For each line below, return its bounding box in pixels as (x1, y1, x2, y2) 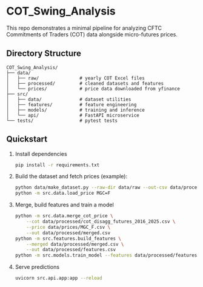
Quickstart (6, 134, 48, 144)
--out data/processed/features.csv (26, 247, 116, 253)
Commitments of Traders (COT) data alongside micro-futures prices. (6, 30, 178, 38)
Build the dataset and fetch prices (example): (15, 173, 128, 180)
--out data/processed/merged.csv (26, 229, 111, 236)
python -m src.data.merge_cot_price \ (15, 213, 113, 219)
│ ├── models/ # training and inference (6, 107, 145, 113)
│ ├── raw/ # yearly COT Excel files (6, 75, 145, 81)
